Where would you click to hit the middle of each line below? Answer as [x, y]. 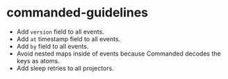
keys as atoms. [38, 60]
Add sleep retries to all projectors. [65, 68]
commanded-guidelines [78, 13]
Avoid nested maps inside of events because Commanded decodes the [119, 54]
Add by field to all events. [52, 46]
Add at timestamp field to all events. [68, 38]
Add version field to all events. [60, 32]
